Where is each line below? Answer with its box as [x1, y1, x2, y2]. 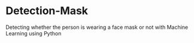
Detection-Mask [5, 4, 88, 18]
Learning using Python [5, 29, 62, 37]
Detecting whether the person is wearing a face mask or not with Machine [5, 24, 189, 31]
